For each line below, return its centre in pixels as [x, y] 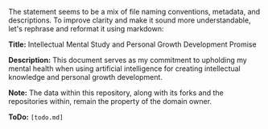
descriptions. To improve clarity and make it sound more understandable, [130, 20]
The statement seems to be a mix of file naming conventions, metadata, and [134, 12]
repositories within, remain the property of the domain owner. [110, 101]
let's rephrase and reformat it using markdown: [86, 29]
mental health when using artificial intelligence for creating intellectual [125, 69]
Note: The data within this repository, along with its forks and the [116, 93]
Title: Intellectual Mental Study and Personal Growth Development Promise [132, 44]
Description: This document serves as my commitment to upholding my [128, 60]
